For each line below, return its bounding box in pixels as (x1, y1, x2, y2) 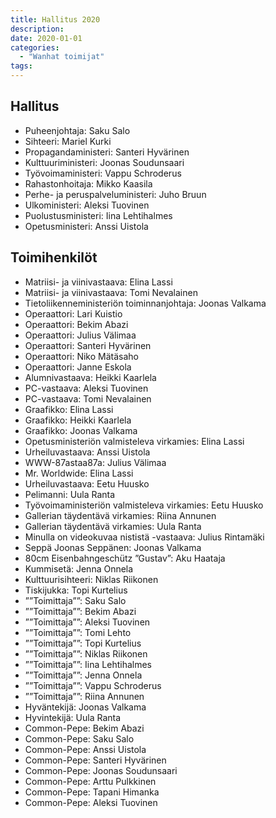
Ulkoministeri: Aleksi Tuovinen (24, 199, 150, 211)
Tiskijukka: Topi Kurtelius (24, 584, 128, 596)
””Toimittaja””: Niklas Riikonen (24, 647, 148, 660)
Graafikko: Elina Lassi (24, 403, 114, 415)
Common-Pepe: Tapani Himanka (24, 786, 160, 798)
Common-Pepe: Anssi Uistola (24, 743, 147, 755)
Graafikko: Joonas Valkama (24, 424, 138, 436)
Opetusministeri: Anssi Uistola (24, 220, 149, 232)
